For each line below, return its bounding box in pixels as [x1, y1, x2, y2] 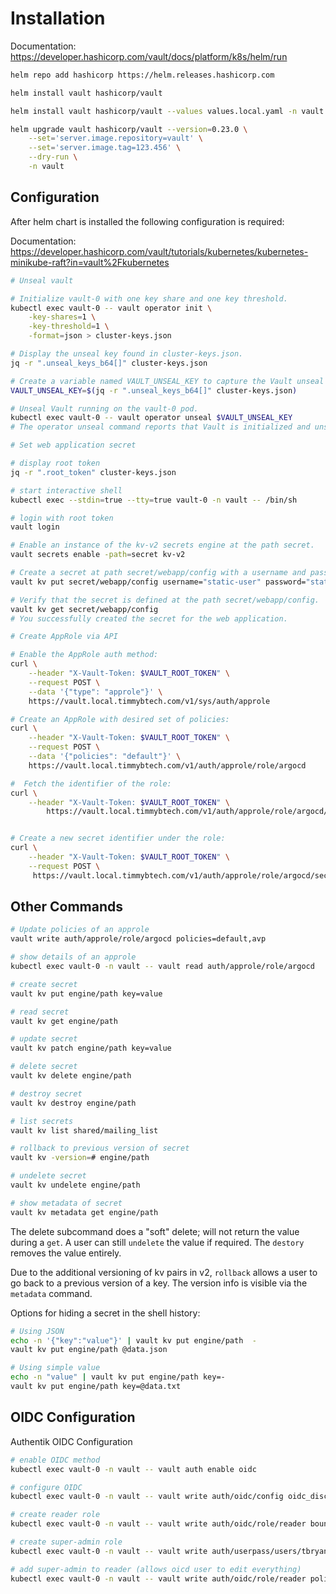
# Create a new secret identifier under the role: [10, 833, 226, 844]
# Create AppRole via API [10, 632, 118, 642]
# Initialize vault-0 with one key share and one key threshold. [10, 293, 288, 304]
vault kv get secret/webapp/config [10, 604, 159, 614]
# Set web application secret [10, 440, 137, 451]
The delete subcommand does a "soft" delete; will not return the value [10, 1225, 300, 1237]
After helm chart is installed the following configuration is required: [10, 215, 285, 227]
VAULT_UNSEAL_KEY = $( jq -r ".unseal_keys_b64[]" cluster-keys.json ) [10, 385, 298, 396]
